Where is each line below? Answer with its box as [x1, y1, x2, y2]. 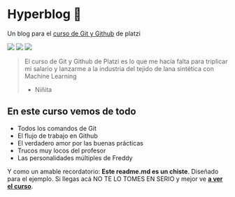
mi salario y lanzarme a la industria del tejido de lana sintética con [24, 64, 215, 72]
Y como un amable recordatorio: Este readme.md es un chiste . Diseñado [7, 167, 219, 175]
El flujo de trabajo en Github [17, 132, 98, 140]
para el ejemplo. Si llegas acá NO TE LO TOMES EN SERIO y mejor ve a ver [7, 174, 223, 183]
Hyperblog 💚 [7, 6, 82, 22]
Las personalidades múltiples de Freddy [17, 153, 133, 162]
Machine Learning [24, 72, 77, 80]
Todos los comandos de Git [17, 124, 97, 132]
